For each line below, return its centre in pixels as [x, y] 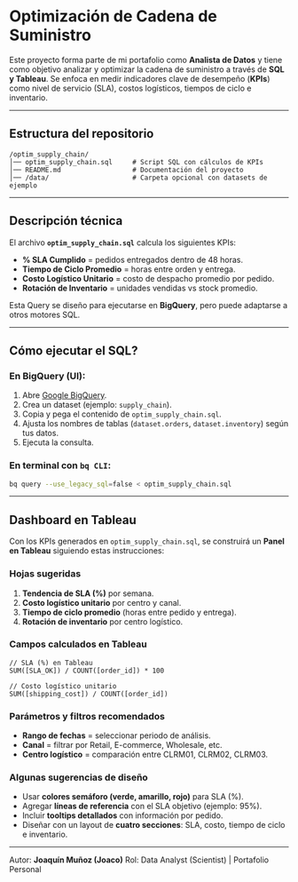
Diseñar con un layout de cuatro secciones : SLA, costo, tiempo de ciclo [153, 825]
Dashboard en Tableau [73, 520]
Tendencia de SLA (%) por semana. [88, 593]
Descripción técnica [66, 221]
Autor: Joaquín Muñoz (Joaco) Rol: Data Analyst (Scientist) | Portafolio [139, 860]
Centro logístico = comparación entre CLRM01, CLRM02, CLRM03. [145, 755]
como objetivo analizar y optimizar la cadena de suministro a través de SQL [147, 69]
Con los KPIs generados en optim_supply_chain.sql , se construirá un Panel [147, 541]
